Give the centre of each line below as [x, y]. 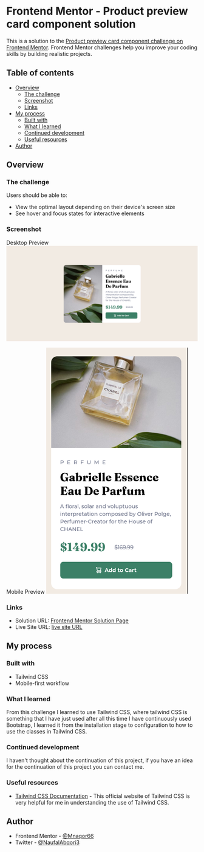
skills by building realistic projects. [49, 53]
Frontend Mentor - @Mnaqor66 [54, 836]
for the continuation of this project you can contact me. [75, 767]
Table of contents [40, 73]
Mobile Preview [25, 591]
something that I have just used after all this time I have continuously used [99, 719]
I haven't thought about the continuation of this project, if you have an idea [100, 760]
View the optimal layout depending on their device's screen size [95, 207]
